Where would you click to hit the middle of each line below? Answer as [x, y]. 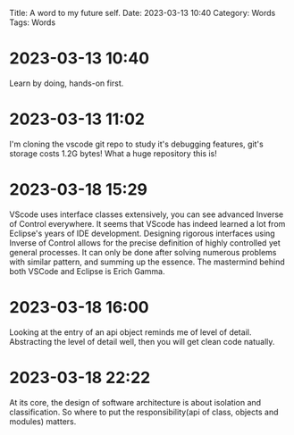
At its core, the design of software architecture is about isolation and [135, 402]
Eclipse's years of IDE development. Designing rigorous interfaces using [142, 233]
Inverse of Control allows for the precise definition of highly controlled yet [145, 243]
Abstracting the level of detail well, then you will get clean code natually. [142, 341]
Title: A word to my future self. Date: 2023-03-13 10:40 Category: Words [143, 13]
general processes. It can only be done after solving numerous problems [143, 252]
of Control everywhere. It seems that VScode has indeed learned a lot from [147, 223]
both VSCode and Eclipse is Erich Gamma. [87, 271]
